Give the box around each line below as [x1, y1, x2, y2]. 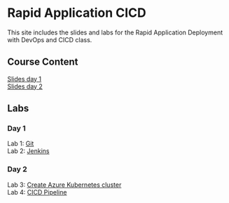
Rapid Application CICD [7, 5, 146, 21]
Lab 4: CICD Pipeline [7, 188, 67, 196]
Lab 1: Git [7, 139, 34, 148]
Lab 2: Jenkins [7, 147, 50, 155]
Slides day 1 [7, 74, 42, 83]
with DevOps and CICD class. [7, 35, 92, 44]
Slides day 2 [7, 82, 43, 91]
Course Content [7, 56, 78, 68]
